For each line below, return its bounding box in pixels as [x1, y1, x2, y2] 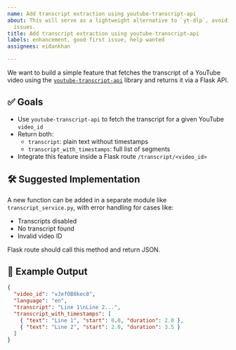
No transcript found [17, 224, 75, 233]
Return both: [17, 129, 54, 138]
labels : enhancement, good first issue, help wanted [7, 37, 165, 44]
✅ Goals [7, 96, 44, 108]
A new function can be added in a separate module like [7, 195, 167, 204]
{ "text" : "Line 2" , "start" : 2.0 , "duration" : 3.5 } [20, 323, 181, 330]
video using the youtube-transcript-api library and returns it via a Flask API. [7, 76, 229, 84]
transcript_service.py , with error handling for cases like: [7, 203, 174, 212]
